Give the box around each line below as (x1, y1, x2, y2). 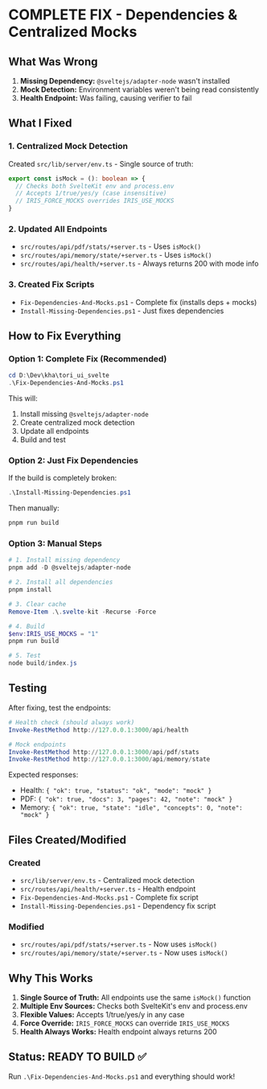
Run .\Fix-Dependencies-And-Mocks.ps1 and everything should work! (8, 1071, 236, 1081)
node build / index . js (8, 659, 78, 667)
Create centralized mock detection (19, 418, 135, 427)
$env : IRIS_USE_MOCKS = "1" (8, 629, 99, 637)
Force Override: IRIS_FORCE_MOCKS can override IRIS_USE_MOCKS (19, 1018, 230, 1028)
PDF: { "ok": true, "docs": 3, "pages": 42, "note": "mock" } (19, 794, 233, 804)
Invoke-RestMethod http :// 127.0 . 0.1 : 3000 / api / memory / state (8, 755, 211, 764)
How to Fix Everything (8, 329, 121, 343)
